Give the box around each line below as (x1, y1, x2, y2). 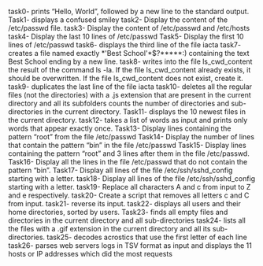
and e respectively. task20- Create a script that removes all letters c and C (8, 190, 250, 200)
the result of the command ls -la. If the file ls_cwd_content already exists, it (8, 65, 251, 74)
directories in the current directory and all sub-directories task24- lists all (8, 216, 246, 225)
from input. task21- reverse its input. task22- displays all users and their (8, 199, 242, 208)
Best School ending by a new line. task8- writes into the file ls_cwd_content (8, 57, 253, 66)
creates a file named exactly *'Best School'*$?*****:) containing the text (8, 49, 250, 57)
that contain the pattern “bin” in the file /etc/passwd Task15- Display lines (8, 141, 246, 150)
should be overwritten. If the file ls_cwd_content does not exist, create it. (8, 74, 244, 83)
